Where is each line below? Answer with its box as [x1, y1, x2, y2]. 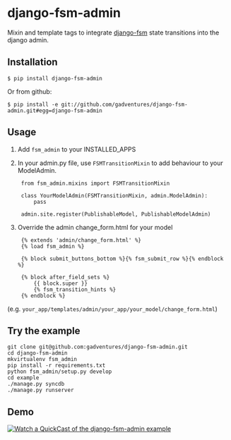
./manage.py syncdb [7, 381, 65, 388]
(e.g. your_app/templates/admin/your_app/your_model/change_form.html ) [7, 305, 218, 313]
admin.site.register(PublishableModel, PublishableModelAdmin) [20, 210, 211, 218]
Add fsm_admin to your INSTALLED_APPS [17, 145, 136, 153]
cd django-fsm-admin [7, 350, 69, 357]
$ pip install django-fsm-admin [7, 75, 102, 82]
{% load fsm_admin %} [20, 243, 85, 250]
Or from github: [7, 87, 52, 96]
